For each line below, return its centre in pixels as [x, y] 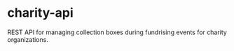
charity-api [40, 13]
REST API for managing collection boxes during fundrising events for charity [117, 32]
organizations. [28, 39]
